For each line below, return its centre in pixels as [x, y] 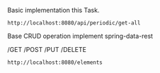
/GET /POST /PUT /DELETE [47, 49]
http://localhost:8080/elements [55, 62]
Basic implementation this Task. [53, 10]
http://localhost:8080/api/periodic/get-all [74, 23]
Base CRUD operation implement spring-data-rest [80, 36]
